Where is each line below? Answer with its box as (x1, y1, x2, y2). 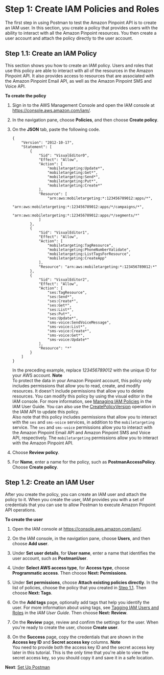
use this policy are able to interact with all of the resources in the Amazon (5, 68, 153, 73)
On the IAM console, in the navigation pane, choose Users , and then (12, 535, 150, 541)
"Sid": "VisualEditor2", (38, 277, 90, 282)
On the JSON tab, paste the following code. (12, 126, 100, 132)
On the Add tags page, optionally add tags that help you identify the (12, 599, 150, 605)
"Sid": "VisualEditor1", (38, 230, 90, 235)
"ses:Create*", (47, 299, 78, 303)
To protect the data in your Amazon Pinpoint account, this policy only (12, 377, 152, 383)
